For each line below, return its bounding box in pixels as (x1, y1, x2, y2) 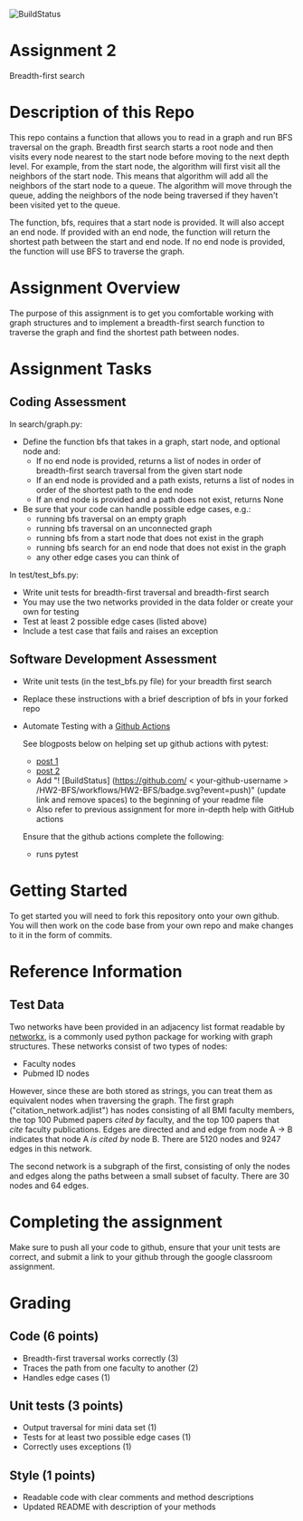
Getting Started (9, 880, 128, 901)
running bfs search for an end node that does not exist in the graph (35, 542, 287, 553)
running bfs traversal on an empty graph (35, 513, 187, 524)
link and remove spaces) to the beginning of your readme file (35, 794, 264, 805)
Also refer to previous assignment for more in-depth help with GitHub (35, 803, 295, 815)
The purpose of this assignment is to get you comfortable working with (9, 307, 274, 318)
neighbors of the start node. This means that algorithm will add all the (9, 170, 269, 181)
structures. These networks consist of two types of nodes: (9, 1041, 228, 1051)
